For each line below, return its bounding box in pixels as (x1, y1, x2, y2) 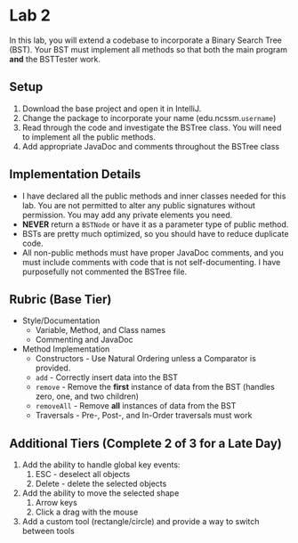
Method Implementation (21, 344, 110, 354)
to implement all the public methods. (21, 131, 156, 142)
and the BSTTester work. (9, 53, 101, 64)
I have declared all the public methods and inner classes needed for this (21, 190, 286, 201)
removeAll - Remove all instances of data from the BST (35, 401, 237, 411)
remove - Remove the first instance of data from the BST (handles (35, 382, 276, 393)
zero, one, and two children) (35, 391, 140, 401)
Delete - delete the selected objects (35, 478, 167, 490)
